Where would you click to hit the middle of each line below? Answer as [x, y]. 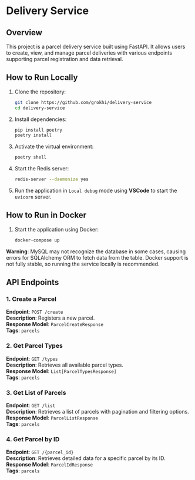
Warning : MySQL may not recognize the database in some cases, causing [96, 251]
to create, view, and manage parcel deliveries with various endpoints [89, 53]
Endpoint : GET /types [32, 358]
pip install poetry [38, 130]
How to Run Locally [42, 78]
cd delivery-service [40, 108]
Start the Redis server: [42, 169]
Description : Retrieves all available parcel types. [65, 365]
